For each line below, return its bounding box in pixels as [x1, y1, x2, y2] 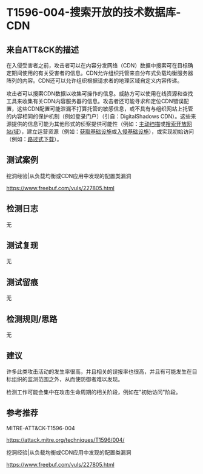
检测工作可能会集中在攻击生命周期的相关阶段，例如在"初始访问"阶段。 [6, 388, 182, 396]
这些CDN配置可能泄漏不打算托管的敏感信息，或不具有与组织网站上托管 [16, 105, 193, 112]
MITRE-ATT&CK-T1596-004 [6, 424, 76, 431]
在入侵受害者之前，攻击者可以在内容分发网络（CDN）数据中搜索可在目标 [6, 62, 188, 69]
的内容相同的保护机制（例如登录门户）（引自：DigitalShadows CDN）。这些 [6, 113, 191, 120]
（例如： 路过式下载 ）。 [6, 136, 62, 143]
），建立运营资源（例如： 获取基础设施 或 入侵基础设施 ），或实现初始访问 [19, 128, 195, 135]
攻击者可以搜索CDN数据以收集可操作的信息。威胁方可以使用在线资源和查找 [6, 90, 193, 97]
